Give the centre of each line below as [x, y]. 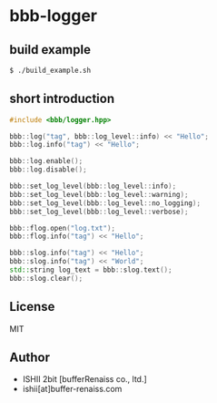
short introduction [62, 99]
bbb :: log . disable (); [49, 170]
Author [30, 358]
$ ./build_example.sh [50, 70]
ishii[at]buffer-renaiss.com [72, 389]
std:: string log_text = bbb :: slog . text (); [91, 270]
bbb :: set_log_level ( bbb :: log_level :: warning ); [99, 194]
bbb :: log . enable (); [46, 161]
